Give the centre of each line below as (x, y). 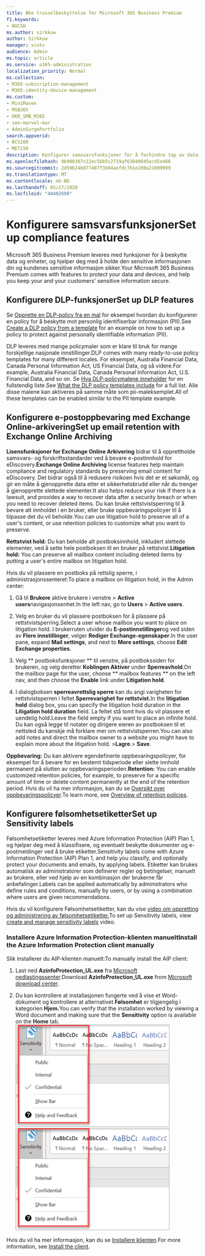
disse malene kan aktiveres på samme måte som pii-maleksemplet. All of (97, 391)
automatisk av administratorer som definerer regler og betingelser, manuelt (101, 871)
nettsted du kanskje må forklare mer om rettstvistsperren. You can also (104, 731)
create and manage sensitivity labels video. (61, 922)
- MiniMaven (21, 103)
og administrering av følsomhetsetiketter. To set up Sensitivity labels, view (99, 915)
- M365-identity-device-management (52, 91)
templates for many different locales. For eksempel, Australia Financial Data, (102, 359)
